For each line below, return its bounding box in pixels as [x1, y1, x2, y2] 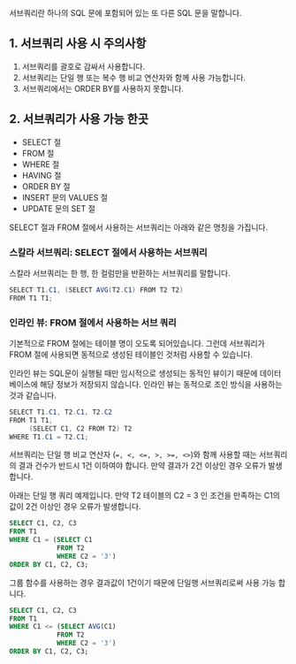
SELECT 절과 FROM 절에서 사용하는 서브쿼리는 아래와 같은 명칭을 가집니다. [9, 222, 268, 233]
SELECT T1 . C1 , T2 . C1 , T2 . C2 [9, 408, 113, 416]
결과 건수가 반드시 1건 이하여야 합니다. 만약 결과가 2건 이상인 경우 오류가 [18, 461, 267, 471]
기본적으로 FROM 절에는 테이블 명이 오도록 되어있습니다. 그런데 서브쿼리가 [9, 338, 265, 348]
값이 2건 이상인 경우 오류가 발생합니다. [9, 501, 141, 512]
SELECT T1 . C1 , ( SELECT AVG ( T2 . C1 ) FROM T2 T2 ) [9, 286, 184, 294]
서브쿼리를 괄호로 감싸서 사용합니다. [21, 61, 146, 72]
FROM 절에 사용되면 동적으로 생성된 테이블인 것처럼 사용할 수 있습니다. [9, 348, 254, 360]
